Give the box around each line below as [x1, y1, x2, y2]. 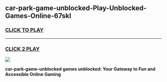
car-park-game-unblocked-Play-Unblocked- [5, 4, 147, 12]
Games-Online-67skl [5, 12, 71, 20]
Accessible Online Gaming [5, 71, 61, 77]
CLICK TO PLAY [5, 27, 44, 34]
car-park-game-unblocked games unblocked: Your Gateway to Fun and [5, 66, 156, 72]
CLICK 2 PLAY [5, 45, 40, 52]
